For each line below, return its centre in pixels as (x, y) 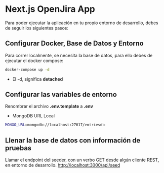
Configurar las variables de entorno (61, 95)
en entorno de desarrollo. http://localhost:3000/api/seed (62, 165)
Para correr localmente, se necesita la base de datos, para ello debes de (79, 55)
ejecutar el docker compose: (34, 61)
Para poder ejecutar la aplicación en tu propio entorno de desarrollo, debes (82, 23)
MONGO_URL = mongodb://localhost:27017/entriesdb (55, 125)
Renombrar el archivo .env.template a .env (49, 106)
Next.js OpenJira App (50, 9)
